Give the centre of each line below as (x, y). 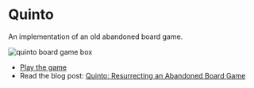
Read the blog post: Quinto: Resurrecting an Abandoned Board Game (133, 75)
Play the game (43, 67)
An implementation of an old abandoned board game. (96, 36)
